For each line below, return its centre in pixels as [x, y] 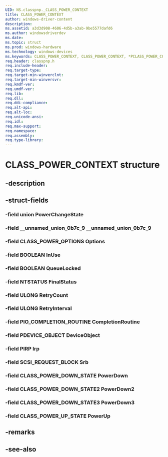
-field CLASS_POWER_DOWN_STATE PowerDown [67, 376]
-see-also [21, 449]
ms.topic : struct [23, 43]
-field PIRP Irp [22, 349]
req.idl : [14, 121]
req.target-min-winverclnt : [34, 75]
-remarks [20, 432]
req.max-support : [23, 126]
